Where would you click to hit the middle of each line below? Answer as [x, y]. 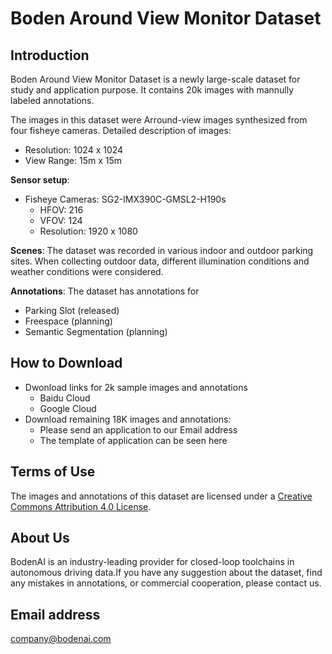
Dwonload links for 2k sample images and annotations [136, 387]
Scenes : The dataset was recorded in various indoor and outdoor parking [162, 250]
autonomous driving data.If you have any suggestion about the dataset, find [166, 573]
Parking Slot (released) [72, 310]
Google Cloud [68, 408]
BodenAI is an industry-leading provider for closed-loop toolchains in [152, 562]
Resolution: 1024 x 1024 [74, 150]
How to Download [66, 363]
